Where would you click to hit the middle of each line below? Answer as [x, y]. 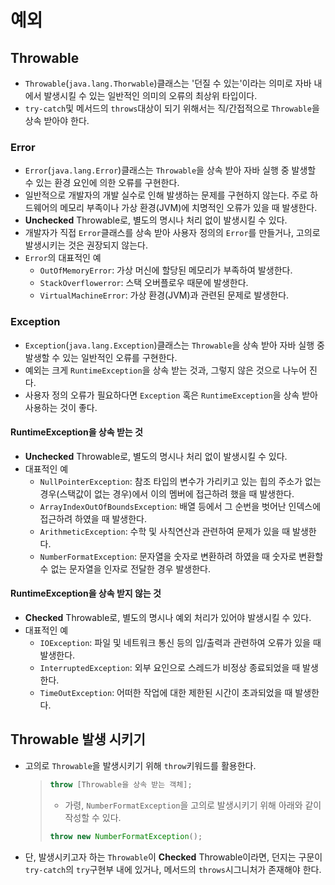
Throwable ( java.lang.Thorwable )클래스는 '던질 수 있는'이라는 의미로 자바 [168, 83]
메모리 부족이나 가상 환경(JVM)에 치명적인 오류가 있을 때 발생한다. [188, 208]
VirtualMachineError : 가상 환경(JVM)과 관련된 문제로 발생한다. [164, 295]
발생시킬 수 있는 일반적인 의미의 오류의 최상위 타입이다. [150, 95]
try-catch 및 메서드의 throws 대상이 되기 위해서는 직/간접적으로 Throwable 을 [172, 108]
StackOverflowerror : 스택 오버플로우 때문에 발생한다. [144, 283]
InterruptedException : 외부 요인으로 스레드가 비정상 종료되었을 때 [170, 667]
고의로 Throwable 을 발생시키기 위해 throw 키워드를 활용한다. [140, 765]
